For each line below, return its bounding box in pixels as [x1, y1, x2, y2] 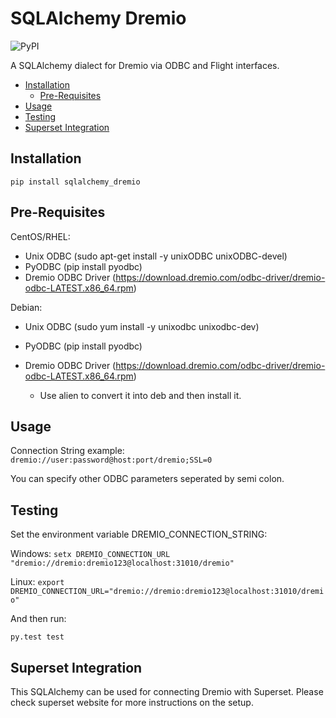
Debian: [10, 301, 43, 313]
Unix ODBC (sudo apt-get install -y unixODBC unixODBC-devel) [24, 250, 288, 262]
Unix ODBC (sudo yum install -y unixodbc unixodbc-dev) [24, 320, 260, 332]
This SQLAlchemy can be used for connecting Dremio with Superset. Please [10, 686, 324, 697]
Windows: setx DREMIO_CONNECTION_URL [10, 548, 171, 560]
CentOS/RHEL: [10, 230, 71, 242]
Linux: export [10, 576, 65, 588]
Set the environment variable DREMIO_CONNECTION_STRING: [10, 528, 268, 541]
